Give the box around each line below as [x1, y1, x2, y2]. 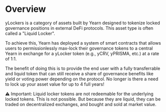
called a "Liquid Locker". [5, 30, 56, 36]
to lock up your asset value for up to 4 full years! [5, 81, 104, 87]
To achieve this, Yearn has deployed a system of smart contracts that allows [5, 40, 162, 46]
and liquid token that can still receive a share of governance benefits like [5, 70, 154, 76]
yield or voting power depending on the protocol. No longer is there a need [5, 76, 159, 82]
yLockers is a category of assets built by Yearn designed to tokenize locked [5, 20, 160, 26]
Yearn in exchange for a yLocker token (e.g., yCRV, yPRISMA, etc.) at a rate [5, 51, 160, 56]
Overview [5, 3, 46, 15]
